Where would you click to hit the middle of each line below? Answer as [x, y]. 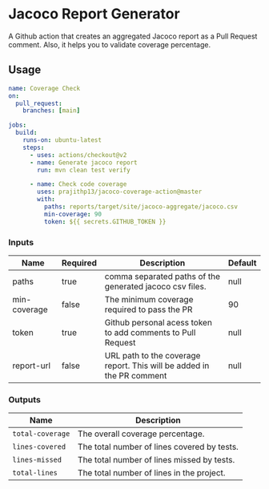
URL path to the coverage [153, 355]
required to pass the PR [149, 309]
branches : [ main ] [52, 111]
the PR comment [136, 375]
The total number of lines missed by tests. [156, 460]
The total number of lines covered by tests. [158, 447]
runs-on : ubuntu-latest [62, 140]
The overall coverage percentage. [141, 434]
